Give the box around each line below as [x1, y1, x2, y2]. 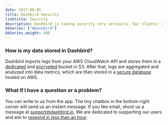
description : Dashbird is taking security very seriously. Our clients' [5, 21, 160, 26]
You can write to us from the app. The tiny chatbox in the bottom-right [5, 98, 150, 104]
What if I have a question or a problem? [5, 87, 102, 94]
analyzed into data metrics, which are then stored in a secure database [5, 69, 151, 75]
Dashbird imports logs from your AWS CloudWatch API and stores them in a [5, 58, 161, 64]
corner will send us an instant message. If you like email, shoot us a [5, 103, 144, 109]
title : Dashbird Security [5, 12, 59, 17]
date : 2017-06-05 [5, 7, 41, 12]
